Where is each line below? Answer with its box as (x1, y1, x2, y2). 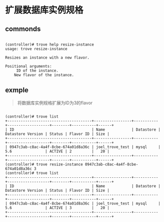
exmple (5, 86, 29, 94)
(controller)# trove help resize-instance (5, 42, 94, 47)
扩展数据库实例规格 (5, 4, 84, 16)
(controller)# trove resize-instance (5, 162, 83, 167)
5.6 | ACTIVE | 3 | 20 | (5, 205, 110, 210)
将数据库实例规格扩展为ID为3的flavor (17, 100, 93, 106)
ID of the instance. (16, 68, 58, 73)
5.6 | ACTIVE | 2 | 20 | (5, 148, 110, 154)
